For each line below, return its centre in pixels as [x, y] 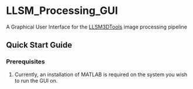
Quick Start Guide [39, 45]
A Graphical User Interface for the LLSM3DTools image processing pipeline [96, 27]
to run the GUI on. [36, 80]
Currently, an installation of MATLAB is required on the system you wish [101, 74]
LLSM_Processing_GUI [62, 11]
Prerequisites [25, 62]
